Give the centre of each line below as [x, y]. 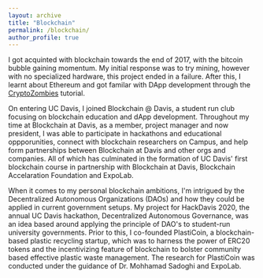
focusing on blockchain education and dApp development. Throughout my [129, 117]
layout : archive [35, 15]
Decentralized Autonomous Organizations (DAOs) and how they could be [126, 199]
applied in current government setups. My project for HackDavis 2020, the [129, 208]
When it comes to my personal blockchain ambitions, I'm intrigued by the [126, 191]
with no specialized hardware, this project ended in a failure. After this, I [125, 76]
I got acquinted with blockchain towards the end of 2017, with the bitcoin [126, 60]
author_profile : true [44, 37]
